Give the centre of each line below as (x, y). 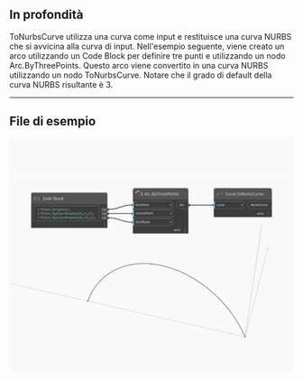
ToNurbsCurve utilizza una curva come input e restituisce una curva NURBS (151, 36)
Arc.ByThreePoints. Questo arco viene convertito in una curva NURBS (139, 65)
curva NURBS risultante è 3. (61, 84)
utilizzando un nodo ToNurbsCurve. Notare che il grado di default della (141, 75)
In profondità (46, 15)
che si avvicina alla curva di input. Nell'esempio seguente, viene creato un (147, 46)
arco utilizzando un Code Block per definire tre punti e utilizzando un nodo (147, 56)
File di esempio (53, 121)
